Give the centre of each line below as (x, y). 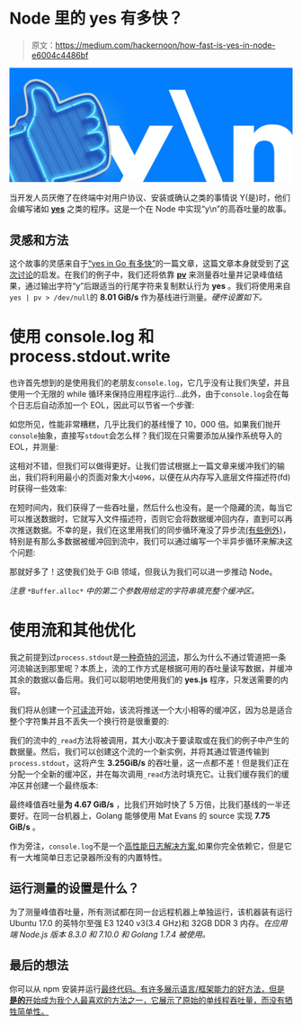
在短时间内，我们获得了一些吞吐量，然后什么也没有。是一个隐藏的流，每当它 (151, 507)
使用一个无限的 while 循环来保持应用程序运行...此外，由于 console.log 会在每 (149, 393)
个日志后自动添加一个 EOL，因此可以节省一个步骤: (102, 405)
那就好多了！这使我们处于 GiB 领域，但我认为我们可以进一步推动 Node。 (143, 571)
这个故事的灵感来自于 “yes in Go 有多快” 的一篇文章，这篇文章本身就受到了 (145, 264)
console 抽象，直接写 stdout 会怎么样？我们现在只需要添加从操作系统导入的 (146, 435)
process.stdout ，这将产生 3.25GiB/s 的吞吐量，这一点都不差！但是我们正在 (149, 762)
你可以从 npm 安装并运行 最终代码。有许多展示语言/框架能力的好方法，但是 (147, 989)
